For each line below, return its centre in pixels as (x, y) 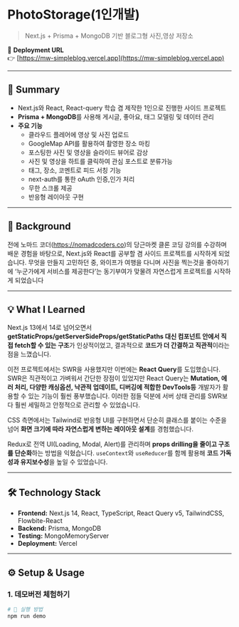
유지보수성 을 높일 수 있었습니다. (64, 462)
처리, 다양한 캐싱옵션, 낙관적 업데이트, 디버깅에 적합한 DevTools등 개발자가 (118, 387)
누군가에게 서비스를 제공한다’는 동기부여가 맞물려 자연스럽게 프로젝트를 (114, 271)
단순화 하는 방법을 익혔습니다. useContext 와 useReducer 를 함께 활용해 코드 (117, 453)
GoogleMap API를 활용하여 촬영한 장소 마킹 (89, 143)
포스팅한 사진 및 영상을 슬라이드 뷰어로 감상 (88, 152)
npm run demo (27, 616)
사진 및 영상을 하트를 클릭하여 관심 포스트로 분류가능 (100, 161)
